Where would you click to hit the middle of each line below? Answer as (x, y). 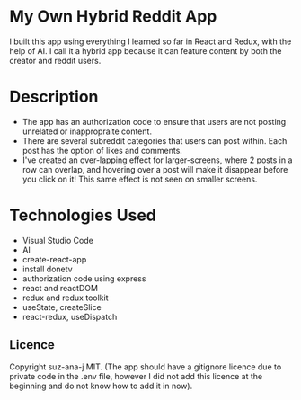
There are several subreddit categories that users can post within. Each (155, 140)
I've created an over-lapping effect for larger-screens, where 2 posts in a (157, 160)
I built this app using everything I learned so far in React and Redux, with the (150, 41)
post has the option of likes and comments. (102, 150)
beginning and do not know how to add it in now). (101, 386)
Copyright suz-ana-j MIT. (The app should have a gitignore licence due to (146, 367)
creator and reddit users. (55, 60)
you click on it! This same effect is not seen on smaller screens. (140, 179)
